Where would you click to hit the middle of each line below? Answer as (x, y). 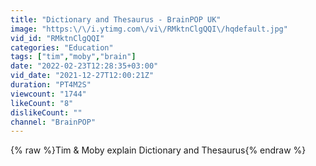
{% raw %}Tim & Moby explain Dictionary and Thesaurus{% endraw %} (158, 150)
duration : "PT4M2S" (51, 85)
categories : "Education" (62, 47)
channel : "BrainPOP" (53, 122)
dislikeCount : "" (46, 112)
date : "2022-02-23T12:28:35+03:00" (84, 66)
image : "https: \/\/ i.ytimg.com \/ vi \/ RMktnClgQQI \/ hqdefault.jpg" (149, 29)
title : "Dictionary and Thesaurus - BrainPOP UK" (116, 19)
